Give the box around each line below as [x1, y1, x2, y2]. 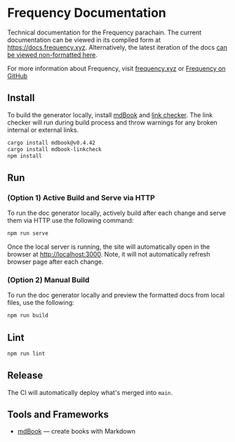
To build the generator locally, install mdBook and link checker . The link [7, 110, 213, 119]
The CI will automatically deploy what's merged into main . [7, 388, 173, 396]
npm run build [7, 312, 49, 319]
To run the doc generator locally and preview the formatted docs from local [7, 291, 225, 299]
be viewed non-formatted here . [7, 51, 98, 59]
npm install [7, 152, 42, 160]
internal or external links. [7, 125, 79, 134]
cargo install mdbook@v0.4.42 [7, 139, 96, 146]
